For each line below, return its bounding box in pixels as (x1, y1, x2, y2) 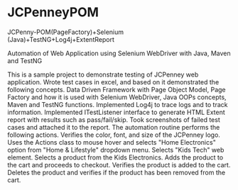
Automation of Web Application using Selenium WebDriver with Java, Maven (7, 49, 231, 57)
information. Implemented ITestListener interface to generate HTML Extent (7, 108, 225, 116)
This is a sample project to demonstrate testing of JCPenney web (7, 70, 199, 79)
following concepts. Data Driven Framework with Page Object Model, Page (7, 85, 226, 94)
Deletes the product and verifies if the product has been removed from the (7, 168, 226, 177)
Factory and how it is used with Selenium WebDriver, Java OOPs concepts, (7, 93, 227, 101)
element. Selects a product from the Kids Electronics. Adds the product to (7, 153, 224, 162)
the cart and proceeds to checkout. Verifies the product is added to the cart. (7, 160, 231, 169)
